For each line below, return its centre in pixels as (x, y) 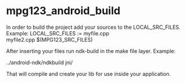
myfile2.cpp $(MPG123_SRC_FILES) (50, 39)
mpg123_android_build (63, 11)
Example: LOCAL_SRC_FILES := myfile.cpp (58, 33)
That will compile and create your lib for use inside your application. (89, 74)
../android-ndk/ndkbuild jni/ (39, 62)
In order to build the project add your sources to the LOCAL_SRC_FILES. (94, 27)
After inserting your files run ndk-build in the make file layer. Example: (91, 51)
